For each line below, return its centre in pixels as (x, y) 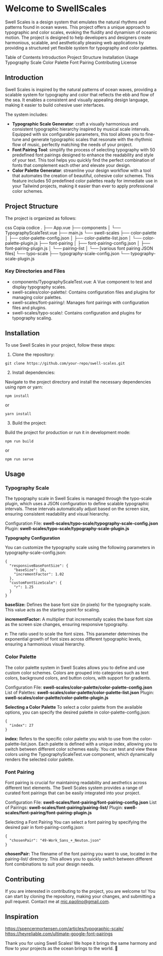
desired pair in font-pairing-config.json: (45, 827)
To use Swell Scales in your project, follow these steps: (60, 345)
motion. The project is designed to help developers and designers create (78, 37)
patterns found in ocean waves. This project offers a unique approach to (78, 27)
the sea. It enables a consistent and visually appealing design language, (77, 100)
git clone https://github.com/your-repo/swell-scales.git (65, 363)
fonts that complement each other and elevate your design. (72, 165)
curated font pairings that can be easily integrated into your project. (73, 793)
